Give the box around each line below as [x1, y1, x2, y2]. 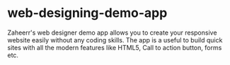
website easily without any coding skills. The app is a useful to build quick [7, 35, 223, 44]
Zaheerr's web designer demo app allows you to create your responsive [7, 28, 217, 37]
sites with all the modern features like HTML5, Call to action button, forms [7, 43, 222, 52]
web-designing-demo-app [7, 5, 168, 21]
